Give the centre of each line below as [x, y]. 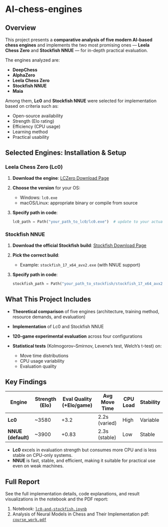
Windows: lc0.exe [38, 197]
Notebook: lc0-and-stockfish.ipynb [50, 509]
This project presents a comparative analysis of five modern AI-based [79, 40]
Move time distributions [44, 355]
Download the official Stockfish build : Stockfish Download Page [79, 245]
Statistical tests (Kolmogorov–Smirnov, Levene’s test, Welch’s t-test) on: [87, 346]
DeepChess [25, 70]
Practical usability [31, 137]
